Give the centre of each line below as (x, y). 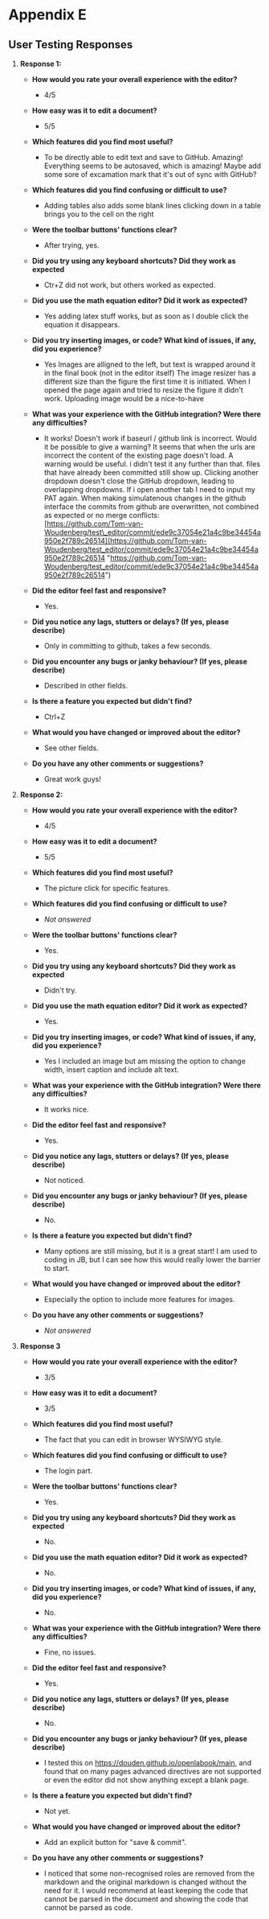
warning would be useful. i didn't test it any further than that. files (152, 464)
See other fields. (71, 748)
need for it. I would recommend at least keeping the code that (146, 1890)
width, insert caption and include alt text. (111, 1070)
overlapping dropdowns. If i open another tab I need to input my (149, 489)
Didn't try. (60, 990)
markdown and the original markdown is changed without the (145, 1882)
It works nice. (66, 1109)
